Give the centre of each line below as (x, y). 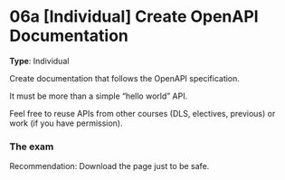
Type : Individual (39, 61)
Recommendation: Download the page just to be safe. (109, 166)
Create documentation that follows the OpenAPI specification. (124, 78)
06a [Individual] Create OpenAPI (134, 17)
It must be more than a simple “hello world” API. (99, 96)
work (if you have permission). (66, 123)
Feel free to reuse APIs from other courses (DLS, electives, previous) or (142, 113)
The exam (32, 147)
